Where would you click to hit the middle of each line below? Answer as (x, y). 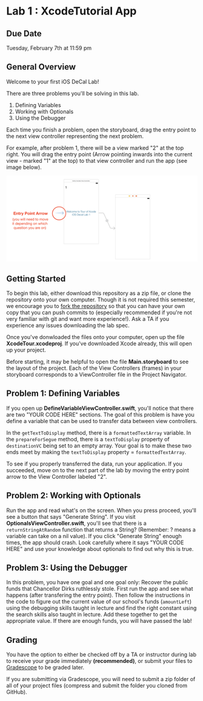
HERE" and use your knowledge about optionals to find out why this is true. (100, 548)
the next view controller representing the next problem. (75, 136)
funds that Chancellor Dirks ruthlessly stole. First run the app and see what (100, 589)
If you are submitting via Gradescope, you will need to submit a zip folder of (101, 679)
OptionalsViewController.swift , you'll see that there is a (76, 523)
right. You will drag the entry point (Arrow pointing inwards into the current (99, 154)
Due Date (24, 34)
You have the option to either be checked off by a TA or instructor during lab (101, 654)
